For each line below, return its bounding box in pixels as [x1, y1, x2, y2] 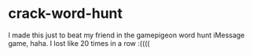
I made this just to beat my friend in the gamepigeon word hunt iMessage [8, 30, 245, 40]
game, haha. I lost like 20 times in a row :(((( [8, 38, 151, 47]
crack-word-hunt [8, 5, 123, 23]
